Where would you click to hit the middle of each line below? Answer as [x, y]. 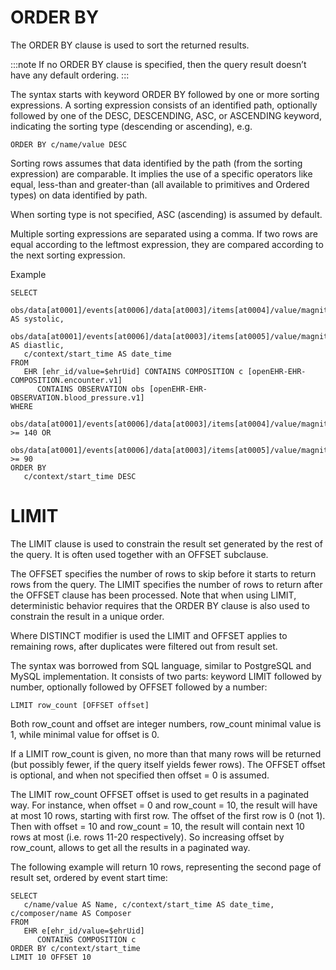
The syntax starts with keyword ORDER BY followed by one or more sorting [165, 94]
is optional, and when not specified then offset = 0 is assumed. [140, 775]
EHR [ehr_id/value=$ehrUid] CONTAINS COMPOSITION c [133, 371]
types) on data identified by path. [79, 195]
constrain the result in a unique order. [87, 616]
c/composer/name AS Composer [71, 913]
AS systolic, [37, 319]
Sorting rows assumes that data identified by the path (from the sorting [156, 163]
